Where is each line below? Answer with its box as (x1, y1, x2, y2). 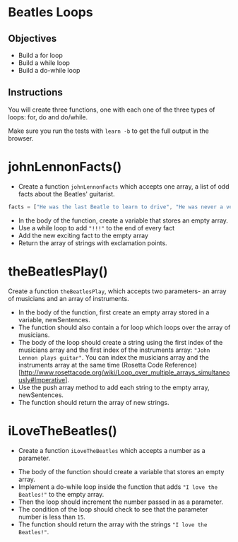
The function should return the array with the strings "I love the (18, 520, 208, 529)
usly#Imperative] (18, 375, 68, 384)
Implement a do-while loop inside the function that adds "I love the (18, 482, 218, 491)
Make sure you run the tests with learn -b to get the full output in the (8, 126, 209, 135)
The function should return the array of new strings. (18, 398, 169, 406)
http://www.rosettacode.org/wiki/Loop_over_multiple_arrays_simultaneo (20, 368, 230, 377)
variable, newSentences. (18, 315, 90, 324)
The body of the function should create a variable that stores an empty (18, 467, 225, 476)
